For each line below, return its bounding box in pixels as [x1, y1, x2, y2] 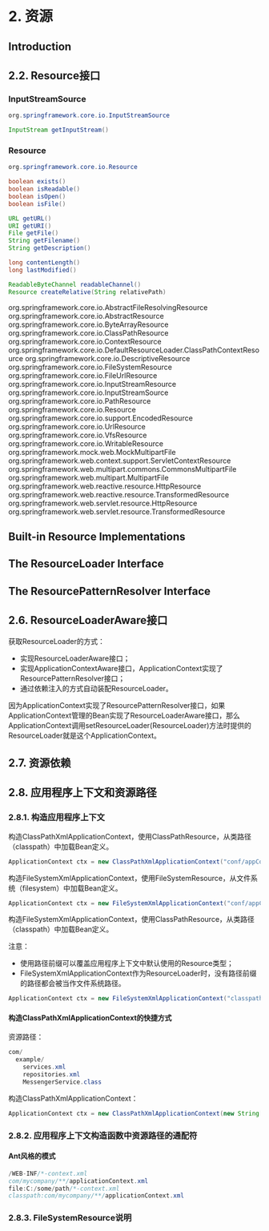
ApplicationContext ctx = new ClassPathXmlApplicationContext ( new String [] [8, 1109, 267, 1117]
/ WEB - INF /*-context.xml [8, 1169, 88, 1177]
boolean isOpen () [8, 192, 66, 200]
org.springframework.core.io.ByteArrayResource [8, 320, 170, 329]
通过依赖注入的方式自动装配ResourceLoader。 [19, 683, 174, 693]
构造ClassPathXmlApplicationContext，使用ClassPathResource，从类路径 [8, 831, 252, 841]
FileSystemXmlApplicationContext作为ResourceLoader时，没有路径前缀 [19, 968, 257, 978]
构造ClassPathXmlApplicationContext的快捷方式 [8, 1012, 172, 1022]
